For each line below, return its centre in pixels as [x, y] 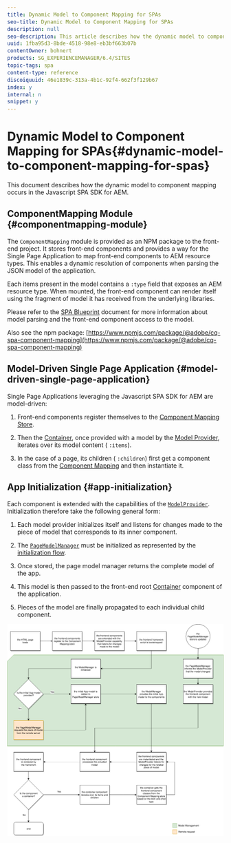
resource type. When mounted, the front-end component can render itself [112, 291]
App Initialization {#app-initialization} [90, 487]
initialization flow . [42, 552]
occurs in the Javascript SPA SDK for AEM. [68, 192]
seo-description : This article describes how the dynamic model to [106, 37]
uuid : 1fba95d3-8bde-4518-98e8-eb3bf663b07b [72, 44]
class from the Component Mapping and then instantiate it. [100, 466]
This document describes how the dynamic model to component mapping [112, 185]
